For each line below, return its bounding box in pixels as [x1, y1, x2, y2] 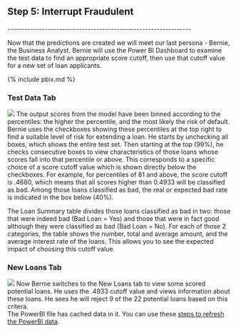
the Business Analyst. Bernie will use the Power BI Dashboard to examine [7, 46, 222, 54]
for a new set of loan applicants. [7, 61, 102, 70]
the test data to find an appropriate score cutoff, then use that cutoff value [7, 53, 226, 62]
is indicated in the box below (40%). [7, 193, 114, 202]
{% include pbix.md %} [7, 75, 76, 83]
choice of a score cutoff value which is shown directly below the [7, 163, 197, 172]
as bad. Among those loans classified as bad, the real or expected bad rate [7, 185, 228, 194]
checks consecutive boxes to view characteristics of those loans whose [7, 147, 219, 156]
